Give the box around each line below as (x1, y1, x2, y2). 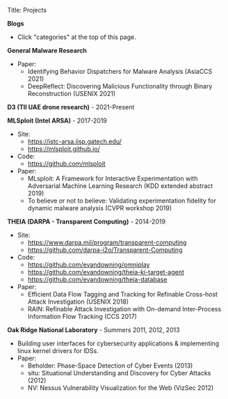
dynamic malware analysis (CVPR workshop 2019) (27, 204, 172, 212)
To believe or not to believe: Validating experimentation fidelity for (27, 196, 217, 205)
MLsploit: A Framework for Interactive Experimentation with (27, 174, 198, 182)
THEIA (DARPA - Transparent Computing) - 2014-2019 (7, 217, 165, 226)
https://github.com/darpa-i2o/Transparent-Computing (27, 246, 183, 253)
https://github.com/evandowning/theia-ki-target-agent (27, 268, 184, 276)
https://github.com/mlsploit (27, 159, 106, 168)
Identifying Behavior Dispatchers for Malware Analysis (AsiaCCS (27, 68, 213, 75)
